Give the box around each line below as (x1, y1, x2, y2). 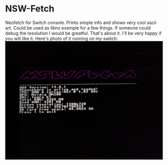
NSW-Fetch (5, 3, 54, 14)
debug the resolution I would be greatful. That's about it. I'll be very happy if (5, 30, 161, 36)
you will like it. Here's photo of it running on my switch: (5, 35, 118, 41)
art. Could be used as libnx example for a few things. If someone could (5, 24, 151, 30)
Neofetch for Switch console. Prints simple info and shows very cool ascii (5, 19, 156, 25)
